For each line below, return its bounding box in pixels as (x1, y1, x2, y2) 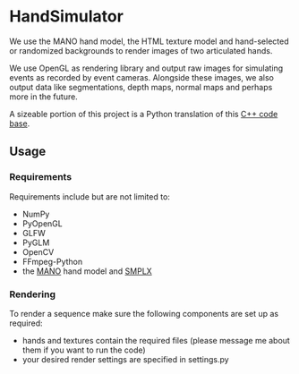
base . (9, 118, 30, 129)
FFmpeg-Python (21, 256, 83, 267)
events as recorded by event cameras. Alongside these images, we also (9, 72, 275, 82)
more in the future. (9, 91, 78, 102)
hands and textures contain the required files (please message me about (21, 335, 291, 345)
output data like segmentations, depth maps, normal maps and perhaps (9, 81, 273, 92)
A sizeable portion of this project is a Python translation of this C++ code (9, 108, 278, 119)
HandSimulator (9, 6, 124, 27)
